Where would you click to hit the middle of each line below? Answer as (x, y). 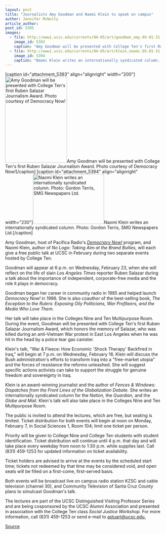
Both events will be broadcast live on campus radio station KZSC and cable (82, 481)
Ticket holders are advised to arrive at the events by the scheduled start (79, 461)
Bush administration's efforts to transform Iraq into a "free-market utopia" (80, 359)
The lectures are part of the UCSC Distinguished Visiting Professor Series (80, 501)
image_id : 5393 (30, 42)
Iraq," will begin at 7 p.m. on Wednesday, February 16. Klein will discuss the (82, 355)
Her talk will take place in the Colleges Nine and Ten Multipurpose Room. (79, 318)
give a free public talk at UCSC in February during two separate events (77, 253)
